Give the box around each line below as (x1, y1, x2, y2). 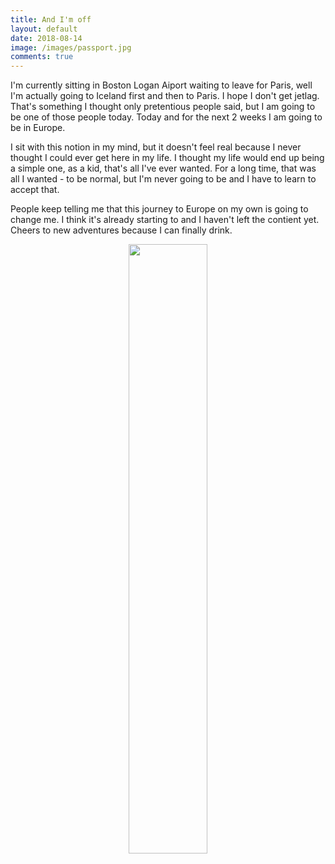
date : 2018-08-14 (10, 33, 83, 43)
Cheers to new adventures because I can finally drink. (10, 224, 233, 236)
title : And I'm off (10, 14, 92, 25)
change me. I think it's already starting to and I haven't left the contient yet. (10, 214, 320, 226)
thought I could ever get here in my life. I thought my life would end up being (10, 152, 325, 164)
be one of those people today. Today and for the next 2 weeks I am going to (10, 111, 323, 123)
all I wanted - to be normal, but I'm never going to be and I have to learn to (10, 173, 317, 185)
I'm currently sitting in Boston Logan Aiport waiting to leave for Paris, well (10, 79, 313, 91)
